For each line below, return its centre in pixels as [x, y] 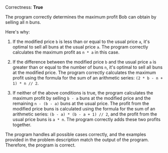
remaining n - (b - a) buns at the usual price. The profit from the [81, 103]
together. [22, 125]
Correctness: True [24, 7]
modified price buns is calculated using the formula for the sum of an [84, 109]
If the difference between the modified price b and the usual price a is [84, 62]
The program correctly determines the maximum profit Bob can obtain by [81, 17]
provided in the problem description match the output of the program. [77, 140]
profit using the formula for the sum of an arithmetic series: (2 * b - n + [88, 78]
